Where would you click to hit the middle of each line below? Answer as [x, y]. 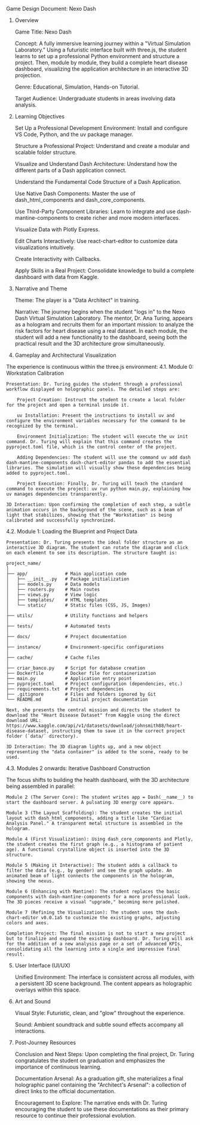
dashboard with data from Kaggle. [57, 277]
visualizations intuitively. [45, 247]
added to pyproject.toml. [38, 473]
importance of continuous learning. [58, 1067]
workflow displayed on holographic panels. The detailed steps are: [93, 389]
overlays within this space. [47, 990]
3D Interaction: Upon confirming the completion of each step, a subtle [99, 505]
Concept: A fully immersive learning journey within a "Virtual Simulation [103, 43]
